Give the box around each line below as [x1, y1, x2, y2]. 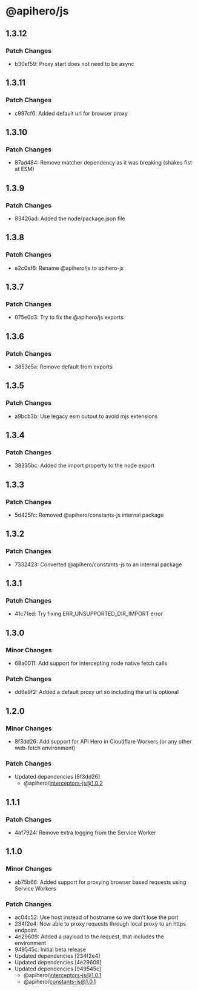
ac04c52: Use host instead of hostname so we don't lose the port [14, 914, 179, 921]
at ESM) [14, 165, 35, 173]
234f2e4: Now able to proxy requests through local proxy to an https [14, 920, 186, 927]
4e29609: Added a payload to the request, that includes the [14, 933, 164, 940]
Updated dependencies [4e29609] [14, 959, 102, 966]
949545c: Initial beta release [14, 946, 86, 953]
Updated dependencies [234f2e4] [14, 952, 101, 960]
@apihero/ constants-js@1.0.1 [23, 978, 96, 986]
